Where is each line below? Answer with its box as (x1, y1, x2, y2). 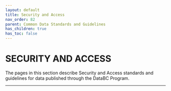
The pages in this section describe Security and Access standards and (5, 70, 154, 76)
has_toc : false (5, 31, 38, 36)
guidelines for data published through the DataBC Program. (5, 75, 130, 81)
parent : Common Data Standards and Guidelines (5, 21, 106, 27)
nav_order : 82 (5, 17, 36, 22)
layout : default (5, 7, 40, 13)
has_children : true (5, 26, 47, 32)
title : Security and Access (5, 12, 65, 17)
